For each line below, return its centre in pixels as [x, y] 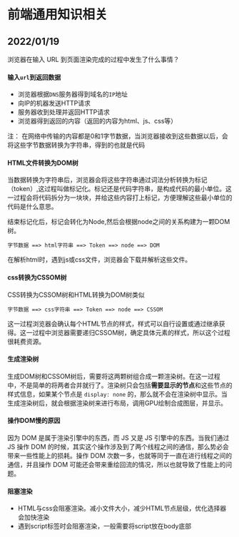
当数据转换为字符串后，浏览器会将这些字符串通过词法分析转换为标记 [107, 180]
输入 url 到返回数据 [34, 77]
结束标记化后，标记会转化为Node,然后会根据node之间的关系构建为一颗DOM [119, 222]
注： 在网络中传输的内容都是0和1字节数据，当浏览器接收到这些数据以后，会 [118, 136]
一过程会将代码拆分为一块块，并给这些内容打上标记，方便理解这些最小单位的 [120, 198]
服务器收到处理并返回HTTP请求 [64, 112]
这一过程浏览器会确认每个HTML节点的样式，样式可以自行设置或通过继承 [113, 323]
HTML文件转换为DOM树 [43, 163]
